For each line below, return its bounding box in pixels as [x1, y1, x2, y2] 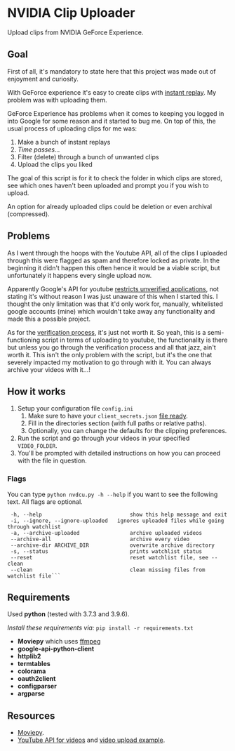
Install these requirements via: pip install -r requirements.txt [7, 623, 194, 632]
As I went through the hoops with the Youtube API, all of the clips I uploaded [7, 248, 228, 257]
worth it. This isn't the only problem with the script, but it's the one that [7, 350, 213, 359]
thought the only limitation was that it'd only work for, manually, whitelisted [7, 300, 223, 308]
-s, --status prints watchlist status [10, 547, 202, 555]
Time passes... [17, 145, 60, 154]
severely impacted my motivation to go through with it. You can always [7, 358, 212, 366]
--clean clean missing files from [10, 566, 206, 573]
